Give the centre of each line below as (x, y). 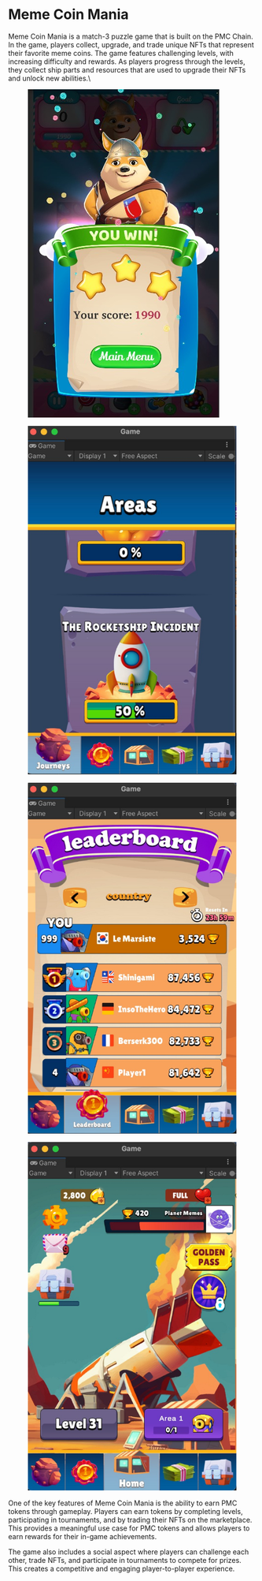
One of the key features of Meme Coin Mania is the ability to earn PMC (123, 1503)
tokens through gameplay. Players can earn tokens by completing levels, (125, 1511)
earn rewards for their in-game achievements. (83, 1536)
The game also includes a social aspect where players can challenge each (129, 1552)
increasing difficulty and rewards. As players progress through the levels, (127, 62)
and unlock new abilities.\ (50, 78)
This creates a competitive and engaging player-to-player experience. (122, 1568)
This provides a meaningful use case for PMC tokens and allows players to (129, 1528)
